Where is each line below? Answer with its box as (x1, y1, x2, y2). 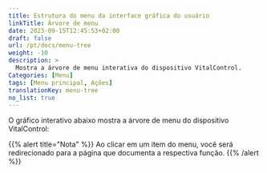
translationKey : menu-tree (8, 86, 99, 95)
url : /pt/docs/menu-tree (8, 42, 91, 50)
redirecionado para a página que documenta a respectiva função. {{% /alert (8, 148, 259, 158)
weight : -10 (8, 49, 48, 57)
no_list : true (8, 94, 56, 102)
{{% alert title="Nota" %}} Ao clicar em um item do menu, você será (8, 139, 234, 149)
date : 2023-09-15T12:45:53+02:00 (8, 26, 120, 34)
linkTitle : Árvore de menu (8, 19, 99, 27)
